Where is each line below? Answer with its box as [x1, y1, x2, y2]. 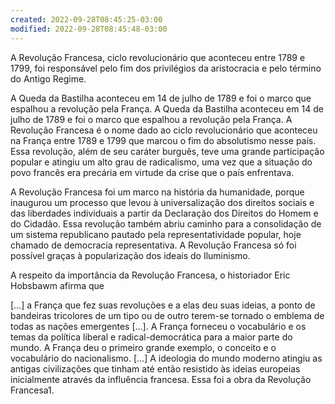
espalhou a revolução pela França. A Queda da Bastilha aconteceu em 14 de [10, 102, 324, 115]
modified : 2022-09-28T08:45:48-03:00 [10, 24, 168, 34]
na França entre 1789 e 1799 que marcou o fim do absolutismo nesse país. [10, 134, 317, 146]
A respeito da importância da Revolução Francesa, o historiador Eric [10, 269, 291, 281]
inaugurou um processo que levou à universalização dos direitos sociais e [10, 196, 315, 208]
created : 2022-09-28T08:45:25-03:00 [10, 14, 163, 25]
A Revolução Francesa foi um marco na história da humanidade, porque [10, 186, 305, 198]
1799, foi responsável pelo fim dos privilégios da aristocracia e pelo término [10, 62, 322, 74]
